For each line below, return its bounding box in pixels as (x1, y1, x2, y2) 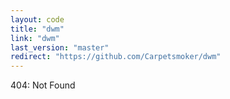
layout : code (10, 14, 65, 25)
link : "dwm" (10, 33, 60, 43)
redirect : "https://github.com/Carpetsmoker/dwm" (10, 52, 222, 62)
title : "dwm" (10, 24, 65, 34)
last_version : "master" (10, 42, 110, 53)
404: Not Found (10, 79, 76, 91)
